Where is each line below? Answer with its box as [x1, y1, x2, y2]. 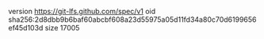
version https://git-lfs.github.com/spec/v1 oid [8, 7, 156, 16]
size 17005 [44, 23, 80, 32]
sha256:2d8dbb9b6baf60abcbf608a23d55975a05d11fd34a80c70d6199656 [8, 15, 257, 24]
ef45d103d [8, 23, 44, 32]
